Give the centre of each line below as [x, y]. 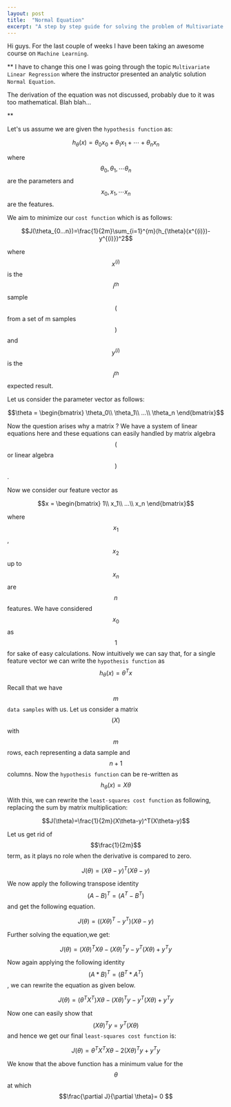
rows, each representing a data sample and [69, 753]
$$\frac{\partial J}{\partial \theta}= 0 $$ [116, 1097]
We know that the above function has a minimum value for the [95, 1064]
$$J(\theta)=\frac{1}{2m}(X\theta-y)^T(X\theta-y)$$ [116, 821]
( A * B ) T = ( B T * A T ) [116, 974]
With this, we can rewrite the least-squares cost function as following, [109, 800]
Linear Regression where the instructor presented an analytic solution [107, 74]
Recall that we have [35, 688]
